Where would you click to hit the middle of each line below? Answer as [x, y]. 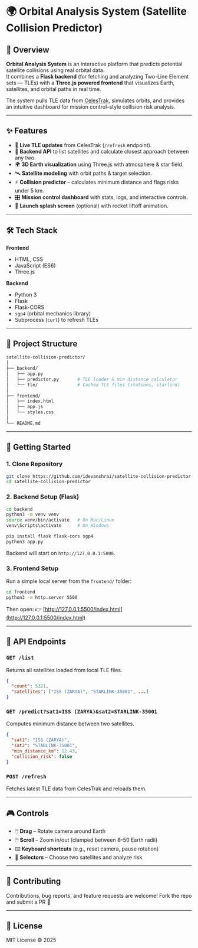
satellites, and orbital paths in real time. [54, 89]
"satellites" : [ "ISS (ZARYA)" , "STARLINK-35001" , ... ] [80, 692]
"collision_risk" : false [42, 757]
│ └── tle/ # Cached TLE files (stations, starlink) [93, 385]
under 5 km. [29, 190]
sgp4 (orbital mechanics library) [53, 313]
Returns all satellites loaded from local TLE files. [64, 670]
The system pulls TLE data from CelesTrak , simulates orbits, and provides [95, 100]
